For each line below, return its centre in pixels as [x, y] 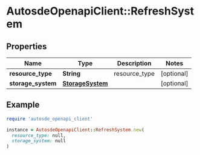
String [72, 74]
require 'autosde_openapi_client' [50, 119]
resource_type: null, [39, 135]
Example [23, 105]
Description [134, 63]
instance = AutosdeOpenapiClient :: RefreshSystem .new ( [76, 130]
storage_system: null [39, 141]
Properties [27, 46]
